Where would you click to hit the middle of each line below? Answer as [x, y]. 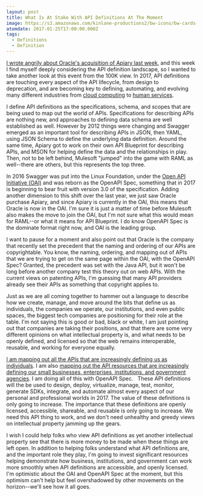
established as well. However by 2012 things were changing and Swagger [98, 126]
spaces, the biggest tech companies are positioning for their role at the [95, 315]
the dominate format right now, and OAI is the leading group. [82, 227]
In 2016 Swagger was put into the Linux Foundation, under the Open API [96, 176]
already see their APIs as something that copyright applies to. [83, 284]
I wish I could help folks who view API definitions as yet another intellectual [100, 435]
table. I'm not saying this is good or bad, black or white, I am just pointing [97, 322]
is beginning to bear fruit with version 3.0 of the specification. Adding [93, 189]
